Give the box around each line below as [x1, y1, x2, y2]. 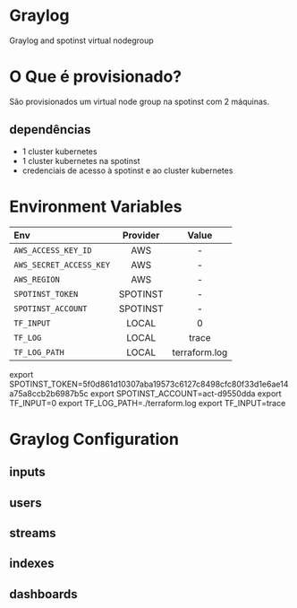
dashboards [9, 586, 78, 602]
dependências [9, 122, 91, 137]
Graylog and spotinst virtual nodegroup [9, 35, 154, 46]
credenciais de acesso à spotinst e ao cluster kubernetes [21, 165, 233, 176]
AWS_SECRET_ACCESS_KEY [13, 259, 110, 270]
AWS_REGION [13, 274, 60, 284]
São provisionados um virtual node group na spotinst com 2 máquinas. [9, 96, 270, 107]
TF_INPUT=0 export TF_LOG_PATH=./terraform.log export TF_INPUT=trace [9, 397, 286, 408]
